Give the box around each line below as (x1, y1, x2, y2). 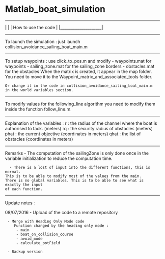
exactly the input (5, 182, 43, 187)
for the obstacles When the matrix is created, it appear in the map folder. (5, 68, 152, 74)
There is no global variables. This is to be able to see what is (5, 178, 144, 183)
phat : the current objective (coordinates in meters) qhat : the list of (5, 131, 141, 137)
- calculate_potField (16, 240, 60, 245)
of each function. (5, 186, 43, 191)
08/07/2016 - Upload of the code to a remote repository (5, 209, 118, 215)
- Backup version (7, 249, 43, 254)
